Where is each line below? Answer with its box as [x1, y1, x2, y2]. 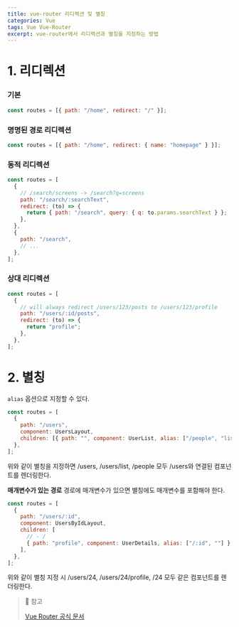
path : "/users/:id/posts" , [20, 310, 100, 317]
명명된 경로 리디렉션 [7, 125, 72, 135]
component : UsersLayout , [20, 428, 94, 436]
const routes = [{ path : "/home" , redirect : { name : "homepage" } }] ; [7, 141, 221, 149]
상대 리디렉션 [7, 274, 50, 284]
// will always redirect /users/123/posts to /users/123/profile [20, 304, 218, 311]
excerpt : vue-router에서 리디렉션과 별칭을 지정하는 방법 [7, 30, 159, 38]
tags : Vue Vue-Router [7, 23, 72, 31]
